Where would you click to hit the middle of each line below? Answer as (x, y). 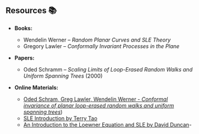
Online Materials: (36, 87)
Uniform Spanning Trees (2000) (63, 76)
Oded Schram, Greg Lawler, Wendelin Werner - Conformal (96, 99)
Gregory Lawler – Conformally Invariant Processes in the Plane (101, 46)
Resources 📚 (31, 11)
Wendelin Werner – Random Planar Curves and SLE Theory (97, 40)
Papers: (24, 58)
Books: (23, 28)
